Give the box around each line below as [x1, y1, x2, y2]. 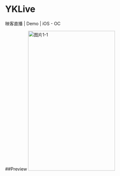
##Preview [5, 166, 27, 172]
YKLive [5, 3, 36, 15]
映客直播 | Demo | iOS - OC [5, 20, 61, 26]
